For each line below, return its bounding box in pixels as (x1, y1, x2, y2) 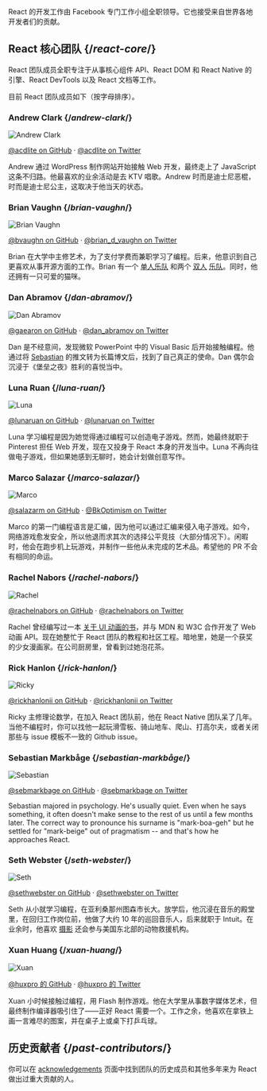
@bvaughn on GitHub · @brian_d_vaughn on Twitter (8, 235, 177, 245)
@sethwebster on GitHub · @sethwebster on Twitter (8, 888, 179, 898)
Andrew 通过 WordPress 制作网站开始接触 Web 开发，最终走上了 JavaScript (8, 162, 257, 172)
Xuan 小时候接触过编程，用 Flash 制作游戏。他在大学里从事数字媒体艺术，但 (8, 996, 257, 1005)
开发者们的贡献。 (8, 17, 64, 26)
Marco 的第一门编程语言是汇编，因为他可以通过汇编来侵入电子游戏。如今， (8, 522, 254, 532)
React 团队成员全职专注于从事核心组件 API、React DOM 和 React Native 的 (8, 64, 253, 74)
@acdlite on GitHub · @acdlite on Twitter (8, 145, 141, 155)
